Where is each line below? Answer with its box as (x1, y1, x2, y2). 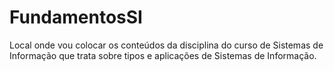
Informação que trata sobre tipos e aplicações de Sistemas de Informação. (9, 49, 317, 61)
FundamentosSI (9, 6, 143, 29)
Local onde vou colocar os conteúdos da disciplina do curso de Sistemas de (9, 39, 324, 51)
